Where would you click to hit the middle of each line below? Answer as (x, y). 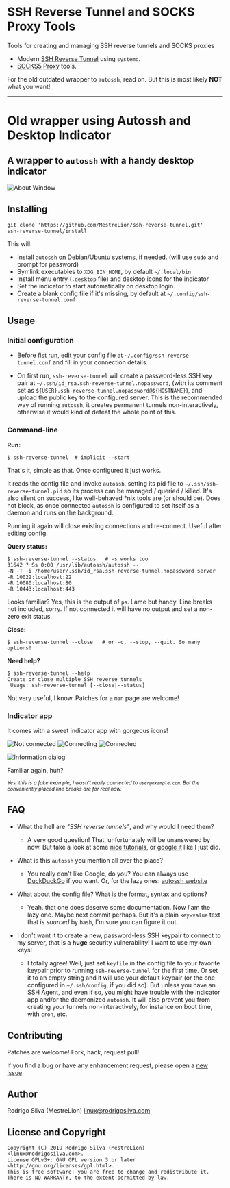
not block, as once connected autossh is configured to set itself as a (103, 505)
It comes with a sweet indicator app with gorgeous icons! (88, 731)
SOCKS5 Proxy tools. (47, 66)
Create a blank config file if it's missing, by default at (91, 293)
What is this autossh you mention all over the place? (90, 860)
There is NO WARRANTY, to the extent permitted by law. (88, 1178)
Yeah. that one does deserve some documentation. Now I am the (119, 907)
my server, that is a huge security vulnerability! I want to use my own (114, 942)
